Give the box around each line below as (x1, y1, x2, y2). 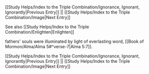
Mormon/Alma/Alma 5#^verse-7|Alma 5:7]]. (5, 44, 93, 49)
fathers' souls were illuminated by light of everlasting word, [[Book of (5, 38, 144, 44)
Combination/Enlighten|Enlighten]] (5, 29, 74, 35)
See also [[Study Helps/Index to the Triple (5, 24, 89, 30)
